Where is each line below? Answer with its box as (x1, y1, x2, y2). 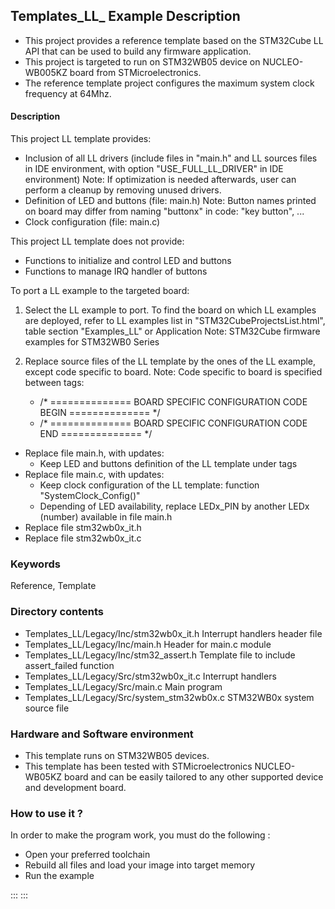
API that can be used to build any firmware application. (24, 45, 252, 57)
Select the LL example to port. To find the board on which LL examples (24, 304, 317, 316)
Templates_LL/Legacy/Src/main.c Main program (24, 680, 223, 693)
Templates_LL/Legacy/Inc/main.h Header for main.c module (24, 638, 272, 650)
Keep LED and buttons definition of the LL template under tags (39, 458, 298, 470)
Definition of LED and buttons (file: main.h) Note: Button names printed (24, 195, 317, 207)
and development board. (24, 781, 127, 793)
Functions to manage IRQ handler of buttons (24, 265, 208, 278)
